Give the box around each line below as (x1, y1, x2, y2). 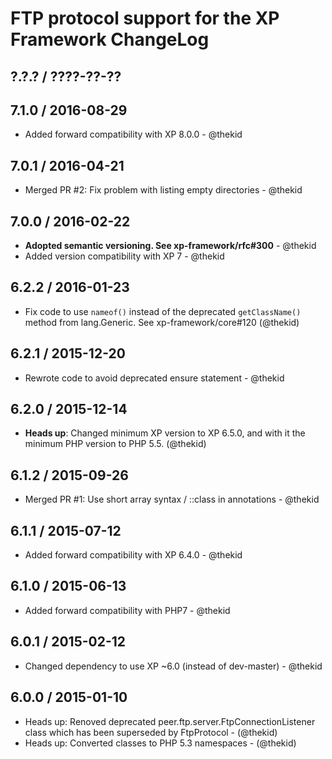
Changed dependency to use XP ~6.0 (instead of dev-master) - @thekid (24, 660, 323, 672)
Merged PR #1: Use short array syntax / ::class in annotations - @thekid (24, 493, 320, 506)
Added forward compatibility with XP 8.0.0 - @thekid (24, 128, 243, 141)
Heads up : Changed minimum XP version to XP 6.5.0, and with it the (24, 427, 306, 439)
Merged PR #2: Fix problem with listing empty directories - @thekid (24, 184, 303, 196)
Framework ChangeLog (10, 28, 210, 51)
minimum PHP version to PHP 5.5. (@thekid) (24, 438, 207, 450)
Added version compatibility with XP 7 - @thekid (24, 250, 225, 262)
